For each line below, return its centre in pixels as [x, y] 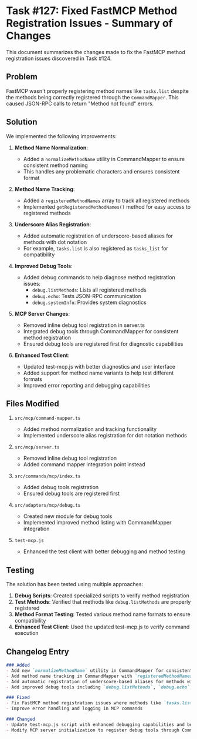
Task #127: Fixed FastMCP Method [92, 11]
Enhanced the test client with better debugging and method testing [104, 551]
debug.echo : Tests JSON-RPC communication [87, 296]
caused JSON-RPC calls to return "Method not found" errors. [80, 103]
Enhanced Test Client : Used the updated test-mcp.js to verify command [102, 627]
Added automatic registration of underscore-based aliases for [98, 236]
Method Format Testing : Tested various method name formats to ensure [102, 614]
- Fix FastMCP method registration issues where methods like [84, 703]
